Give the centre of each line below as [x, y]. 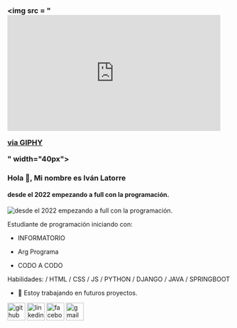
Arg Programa [38, 251]
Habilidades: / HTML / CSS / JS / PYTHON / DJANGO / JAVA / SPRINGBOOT [119, 279]
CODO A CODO [40, 265]
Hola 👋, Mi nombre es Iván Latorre [67, 178]
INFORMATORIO [41, 238]
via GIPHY [25, 142]
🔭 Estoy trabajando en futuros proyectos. [78, 293]
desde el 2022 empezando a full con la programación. [88, 195]
